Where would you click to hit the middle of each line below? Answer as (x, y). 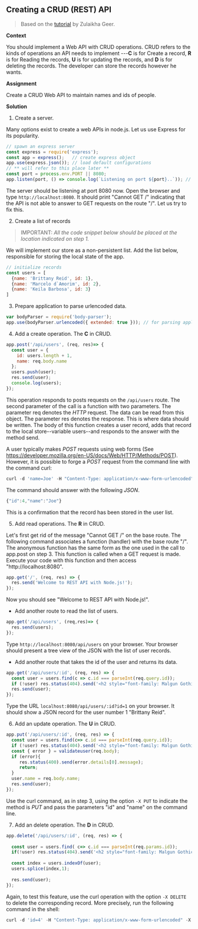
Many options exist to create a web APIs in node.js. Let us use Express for (96, 129)
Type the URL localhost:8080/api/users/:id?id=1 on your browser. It (90, 706)
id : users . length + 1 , (44, 355)
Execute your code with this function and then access (71, 560)
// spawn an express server (41, 146)
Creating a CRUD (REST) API (59, 10)
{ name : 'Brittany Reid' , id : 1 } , (52, 278)
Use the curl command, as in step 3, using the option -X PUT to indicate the (97, 801)
